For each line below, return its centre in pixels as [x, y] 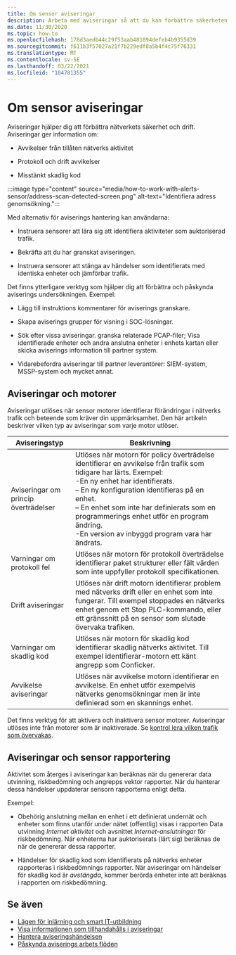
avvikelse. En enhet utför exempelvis [135, 685]
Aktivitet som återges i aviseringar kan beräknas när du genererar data [110, 774]
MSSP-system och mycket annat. [65, 372]
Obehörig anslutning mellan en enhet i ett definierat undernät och [112, 816]
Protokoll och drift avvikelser [59, 162]
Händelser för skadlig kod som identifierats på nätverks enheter [110, 860]
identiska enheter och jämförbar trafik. [73, 273]
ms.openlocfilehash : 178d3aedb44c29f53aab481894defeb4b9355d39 [102, 40]
